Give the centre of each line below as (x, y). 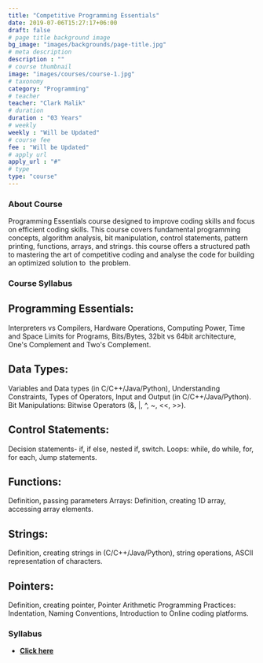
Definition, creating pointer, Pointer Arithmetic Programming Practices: (122, 605)
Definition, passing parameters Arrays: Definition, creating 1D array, (117, 501)
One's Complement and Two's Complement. (80, 344)
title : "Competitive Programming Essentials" (84, 15)
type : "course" (33, 177)
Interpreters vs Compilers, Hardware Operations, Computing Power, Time (127, 328)
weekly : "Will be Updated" (54, 132)
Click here (37, 651)
